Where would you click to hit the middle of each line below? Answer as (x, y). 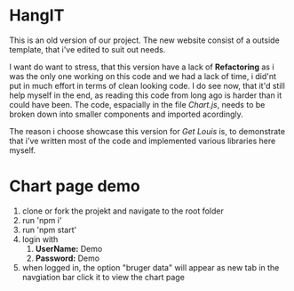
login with (40, 239)
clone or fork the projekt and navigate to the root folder (123, 211)
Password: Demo (68, 258)
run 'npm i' (42, 220)
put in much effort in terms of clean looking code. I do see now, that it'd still (147, 85)
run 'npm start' (49, 230)
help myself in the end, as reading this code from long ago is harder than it (146, 95)
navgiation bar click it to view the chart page (103, 277)
